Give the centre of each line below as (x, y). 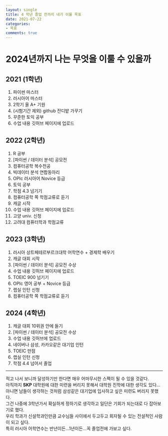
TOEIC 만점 (24, 351)
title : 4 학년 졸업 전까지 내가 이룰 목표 (44, 14)
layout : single (21, 10)
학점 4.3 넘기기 (27, 191)
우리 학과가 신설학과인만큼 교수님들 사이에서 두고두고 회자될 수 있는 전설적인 (80, 416)
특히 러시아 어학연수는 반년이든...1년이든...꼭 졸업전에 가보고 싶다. (69, 429)
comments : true (21, 33)
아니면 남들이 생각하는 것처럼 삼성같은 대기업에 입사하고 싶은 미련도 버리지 (78, 391)
